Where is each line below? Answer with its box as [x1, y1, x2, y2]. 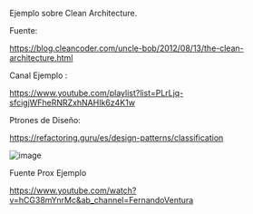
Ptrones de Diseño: [9, 115, 82, 125]
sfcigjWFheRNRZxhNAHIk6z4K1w [9, 97, 136, 108]
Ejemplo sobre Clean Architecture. [9, 8, 138, 18]
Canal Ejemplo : [9, 70, 68, 81]
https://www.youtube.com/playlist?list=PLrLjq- [9, 88, 184, 98]
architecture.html [9, 53, 73, 63]
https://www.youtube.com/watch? [9, 185, 137, 196]
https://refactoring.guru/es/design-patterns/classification [9, 132, 224, 143]
